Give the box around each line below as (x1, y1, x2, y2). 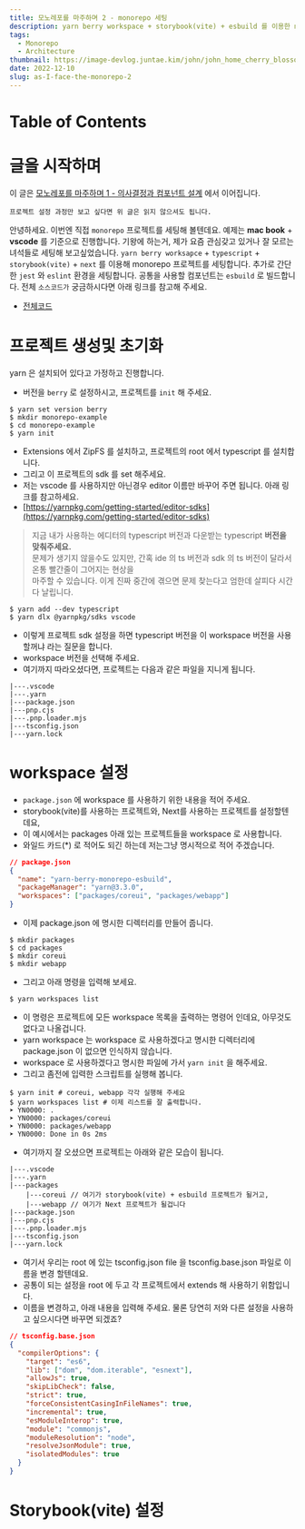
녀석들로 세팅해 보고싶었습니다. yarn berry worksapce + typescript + (9, 247, 261, 258)
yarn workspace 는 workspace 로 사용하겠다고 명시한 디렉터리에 (22, 1034, 256, 1045)
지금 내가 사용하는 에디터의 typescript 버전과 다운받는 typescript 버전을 (31, 529, 288, 540)
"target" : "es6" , (25, 1356, 92, 1366)
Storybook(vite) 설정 (9, 1500, 165, 1521)
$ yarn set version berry (9, 405, 107, 414)
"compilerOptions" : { (17, 1348, 100, 1357)
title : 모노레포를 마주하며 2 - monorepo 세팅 (9, 13, 168, 23)
